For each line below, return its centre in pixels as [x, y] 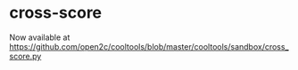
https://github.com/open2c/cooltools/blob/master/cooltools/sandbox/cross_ [149, 46]
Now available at [40, 37]
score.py [25, 56]
